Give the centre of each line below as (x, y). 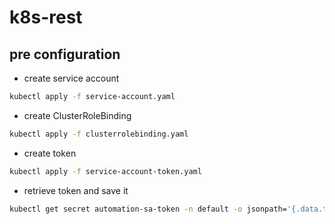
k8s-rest (46, 17)
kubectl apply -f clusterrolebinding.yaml (99, 134)
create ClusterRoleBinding (77, 115)
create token (50, 153)
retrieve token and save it (76, 190)
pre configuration (65, 54)
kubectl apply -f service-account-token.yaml (105, 171)
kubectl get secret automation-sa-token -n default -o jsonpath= (148, 209)
